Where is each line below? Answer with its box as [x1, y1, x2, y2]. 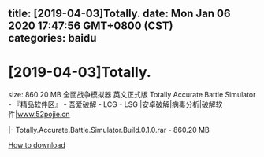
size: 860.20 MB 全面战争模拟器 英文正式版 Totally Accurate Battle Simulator [8, 90, 256, 100]
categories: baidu [8, 31, 97, 45]
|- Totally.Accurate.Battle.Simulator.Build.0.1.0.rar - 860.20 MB [8, 126, 210, 135]
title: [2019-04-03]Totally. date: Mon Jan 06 [8, 7, 231, 20]
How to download [8, 141, 65, 150]
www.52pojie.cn [17, 110, 70, 119]
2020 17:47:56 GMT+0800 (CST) [8, 20, 173, 33]
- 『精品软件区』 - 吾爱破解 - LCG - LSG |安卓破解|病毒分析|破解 [8, 100, 216, 109]
